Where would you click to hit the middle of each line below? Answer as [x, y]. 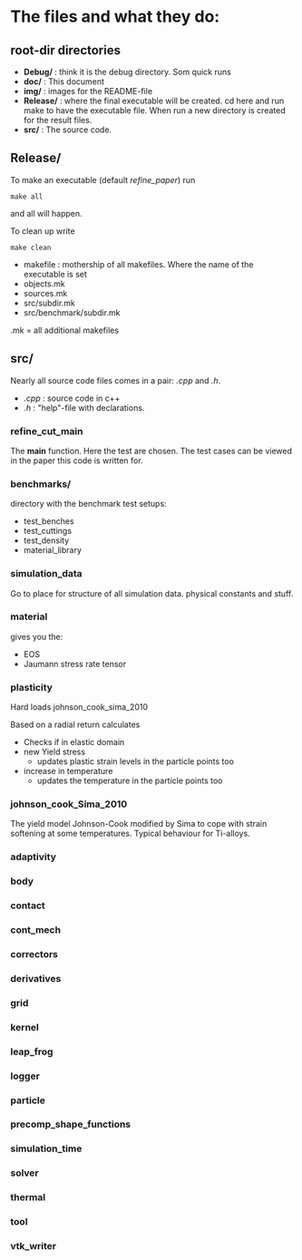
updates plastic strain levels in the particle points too [136, 761]
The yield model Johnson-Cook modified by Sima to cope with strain [139, 824]
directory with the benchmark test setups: [88, 504]
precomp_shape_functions [71, 1124]
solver [24, 1173]
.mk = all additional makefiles [65, 330]
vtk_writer [34, 1246]
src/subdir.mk [49, 303]
